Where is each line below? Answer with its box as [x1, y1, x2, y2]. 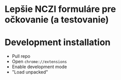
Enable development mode [11, 64, 67, 70]
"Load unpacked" [11, 69, 48, 75]
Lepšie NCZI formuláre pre [4, 3, 117, 15]
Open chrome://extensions [11, 59, 67, 65]
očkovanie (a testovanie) [4, 14, 109, 25]
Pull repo [11, 53, 30, 59]
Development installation [4, 37, 111, 48]
